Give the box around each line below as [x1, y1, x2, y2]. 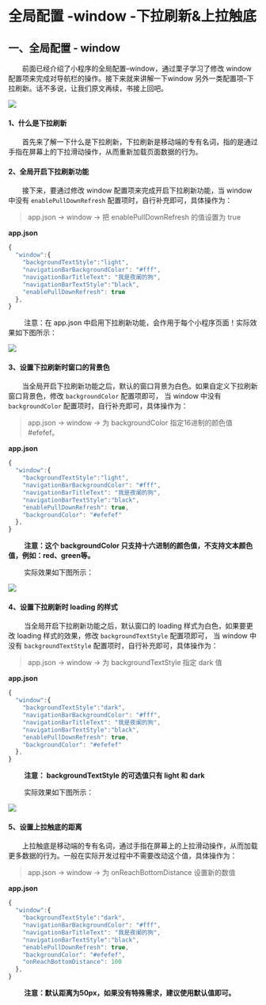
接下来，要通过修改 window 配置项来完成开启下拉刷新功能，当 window [22, 185, 253, 195]
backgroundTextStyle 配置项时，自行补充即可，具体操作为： [23, 641, 218, 651]
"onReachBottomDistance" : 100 [22, 958, 123, 966]
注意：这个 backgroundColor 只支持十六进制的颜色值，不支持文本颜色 [23, 541, 253, 551]
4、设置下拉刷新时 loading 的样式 [8, 602, 118, 611]
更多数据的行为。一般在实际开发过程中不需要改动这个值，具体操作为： [8, 851, 237, 861]
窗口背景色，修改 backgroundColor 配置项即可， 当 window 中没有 [8, 392, 222, 401]
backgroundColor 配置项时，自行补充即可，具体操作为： [8, 401, 188, 411]
